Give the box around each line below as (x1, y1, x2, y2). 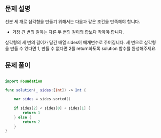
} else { (14, 115, 32, 120)
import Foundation (5, 79, 42, 84)
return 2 (22, 119, 40, 124)
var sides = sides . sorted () (14, 97, 71, 102)
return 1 (22, 110, 40, 115)
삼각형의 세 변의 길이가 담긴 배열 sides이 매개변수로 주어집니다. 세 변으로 (5, 39, 143, 45)
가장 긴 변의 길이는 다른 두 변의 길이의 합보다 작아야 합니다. (12, 29, 124, 35)
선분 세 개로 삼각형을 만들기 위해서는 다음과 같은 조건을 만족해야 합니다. (5, 19, 141, 24)
